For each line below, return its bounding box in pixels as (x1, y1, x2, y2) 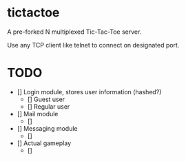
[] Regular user (27, 102, 70, 111)
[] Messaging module (17, 124, 78, 132)
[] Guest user (27, 95, 65, 103)
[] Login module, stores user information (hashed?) (17, 87, 162, 96)
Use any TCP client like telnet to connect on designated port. (7, 41, 180, 49)
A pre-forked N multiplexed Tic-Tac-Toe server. (7, 28, 142, 36)
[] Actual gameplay (17, 139, 72, 147)
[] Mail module (17, 109, 59, 118)
